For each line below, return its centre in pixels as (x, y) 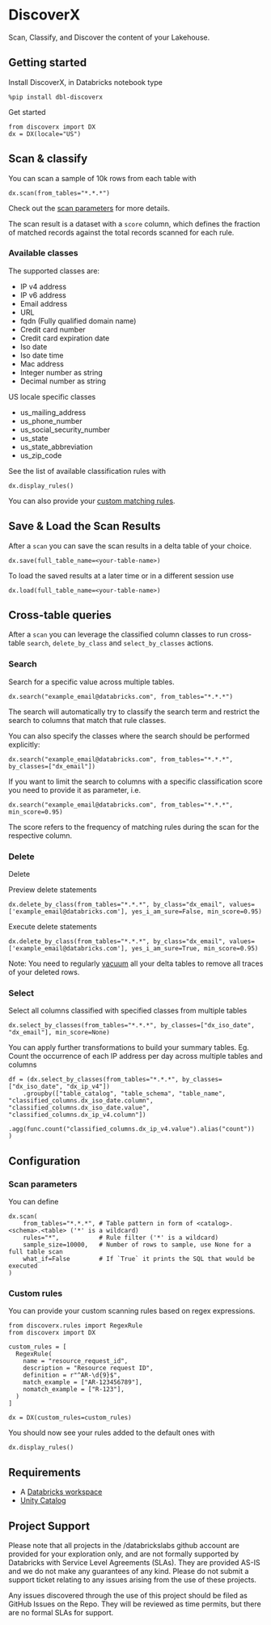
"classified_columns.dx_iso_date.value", (79, 1108)
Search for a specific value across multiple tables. (92, 682)
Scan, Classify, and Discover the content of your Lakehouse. (109, 37)
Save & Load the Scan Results (85, 526)
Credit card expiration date (65, 338)
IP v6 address (43, 295)
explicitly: (24, 744)
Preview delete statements (53, 890)
